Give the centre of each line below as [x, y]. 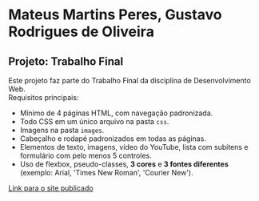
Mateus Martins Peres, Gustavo [115, 15]
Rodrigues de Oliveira [81, 32]
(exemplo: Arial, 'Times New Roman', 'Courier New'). [106, 173]
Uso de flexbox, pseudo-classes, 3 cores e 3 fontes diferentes [124, 164]
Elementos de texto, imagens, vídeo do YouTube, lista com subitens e [134, 147]
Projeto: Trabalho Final [66, 61]
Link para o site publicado [51, 188]
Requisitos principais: [44, 97]
